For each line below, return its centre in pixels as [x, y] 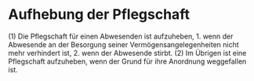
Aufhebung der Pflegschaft [99, 15]
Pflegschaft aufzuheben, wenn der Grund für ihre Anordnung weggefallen [127, 61]
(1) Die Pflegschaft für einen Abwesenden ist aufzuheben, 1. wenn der [121, 36]
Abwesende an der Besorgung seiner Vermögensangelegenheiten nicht [123, 44]
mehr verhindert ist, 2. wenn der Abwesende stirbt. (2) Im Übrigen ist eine [127, 53]
